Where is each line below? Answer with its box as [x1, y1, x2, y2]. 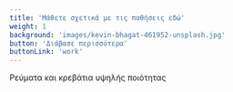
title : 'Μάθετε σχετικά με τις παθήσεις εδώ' [9, 13, 185, 23]
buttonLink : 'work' [9, 47, 84, 56]
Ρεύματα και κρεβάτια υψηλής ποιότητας [9, 72, 167, 83]
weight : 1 [9, 22, 47, 31]
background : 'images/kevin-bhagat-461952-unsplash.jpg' [9, 30, 226, 39]
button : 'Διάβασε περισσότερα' [9, 38, 128, 48]
